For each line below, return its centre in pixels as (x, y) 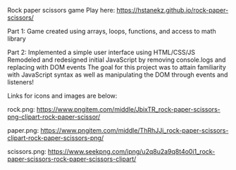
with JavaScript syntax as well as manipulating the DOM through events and (118, 74)
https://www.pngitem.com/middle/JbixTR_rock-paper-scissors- (128, 109)
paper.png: (23, 130)
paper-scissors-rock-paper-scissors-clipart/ (72, 159)
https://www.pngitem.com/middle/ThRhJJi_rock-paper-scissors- (135, 130)
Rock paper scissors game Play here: (61, 10)
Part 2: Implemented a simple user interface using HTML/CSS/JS (101, 52)
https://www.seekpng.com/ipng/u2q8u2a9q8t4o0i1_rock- (132, 151)
